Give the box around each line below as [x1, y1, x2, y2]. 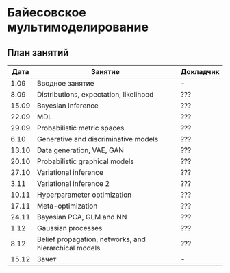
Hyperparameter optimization [36, 190, 132, 200]
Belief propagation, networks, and [36, 235, 146, 244]
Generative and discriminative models [36, 134, 159, 143]
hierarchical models [36, 244, 101, 252]
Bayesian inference [36, 101, 99, 110]
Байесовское [7, 5, 87, 21]
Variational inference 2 [36, 179, 110, 188]
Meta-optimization [36, 201, 98, 211]
